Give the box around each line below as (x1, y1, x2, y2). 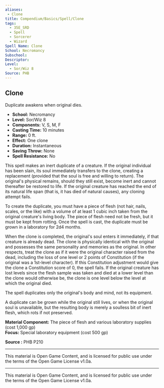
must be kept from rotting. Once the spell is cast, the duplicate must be (5, 219, 148, 225)
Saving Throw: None (12, 148, 55, 154)
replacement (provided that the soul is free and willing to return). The (5, 173, 144, 179)
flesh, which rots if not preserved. (5, 309, 73, 316)
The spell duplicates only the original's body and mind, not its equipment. (5, 290, 153, 296)
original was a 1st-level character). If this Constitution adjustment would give (5, 259, 159, 265)
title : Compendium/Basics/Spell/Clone (5, 16, 84, 21)
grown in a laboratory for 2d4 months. (5, 224, 82, 230)
